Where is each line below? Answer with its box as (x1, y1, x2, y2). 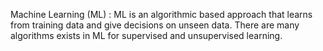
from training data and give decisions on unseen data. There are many (10, 19, 300, 31)
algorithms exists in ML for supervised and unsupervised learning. (10, 30, 283, 41)
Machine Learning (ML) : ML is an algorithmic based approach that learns (10, 9, 313, 20)
